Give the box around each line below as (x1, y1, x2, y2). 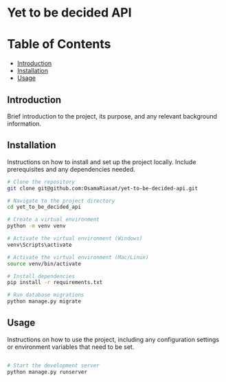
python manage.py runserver (7, 368, 88, 375)
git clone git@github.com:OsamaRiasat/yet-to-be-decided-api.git (7, 185, 198, 192)
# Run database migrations (7, 292, 84, 299)
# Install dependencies (7, 272, 76, 280)
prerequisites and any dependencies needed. (7, 165, 135, 173)
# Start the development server (7, 362, 100, 369)
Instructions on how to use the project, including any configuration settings (7, 335, 220, 343)
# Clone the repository (7, 178, 76, 185)
